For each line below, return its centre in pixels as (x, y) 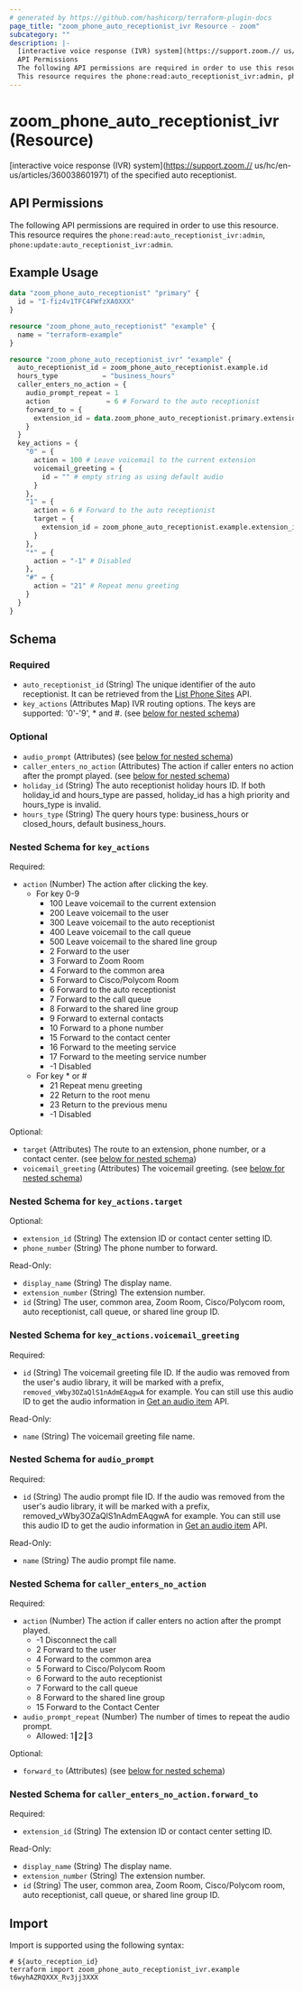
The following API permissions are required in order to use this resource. (144, 225)
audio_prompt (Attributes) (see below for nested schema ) (128, 756)
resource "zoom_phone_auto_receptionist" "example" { (113, 326)
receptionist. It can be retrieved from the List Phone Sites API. (137, 694)
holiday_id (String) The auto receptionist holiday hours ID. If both (144, 785)
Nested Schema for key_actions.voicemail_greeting (124, 1335)
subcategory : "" (40, 34)
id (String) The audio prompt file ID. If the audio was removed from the (154, 1496)
